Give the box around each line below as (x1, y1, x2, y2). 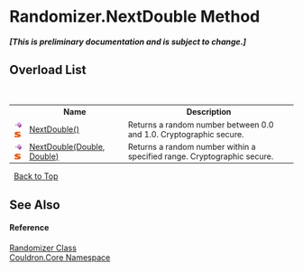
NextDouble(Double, (29, 141, 106, 152)
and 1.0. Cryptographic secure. (127, 128, 244, 139)
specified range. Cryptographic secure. (127, 151, 274, 162)
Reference (9, 222, 50, 233)
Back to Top (13, 171, 59, 182)
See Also (9, 197, 60, 212)
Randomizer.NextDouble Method (9, 6, 261, 27)
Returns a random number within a (127, 141, 256, 152)
